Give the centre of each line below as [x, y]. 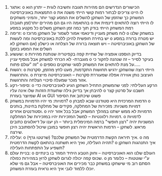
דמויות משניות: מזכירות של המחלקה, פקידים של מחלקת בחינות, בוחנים [75, 106]
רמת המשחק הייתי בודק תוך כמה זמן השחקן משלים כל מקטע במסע [71, 28]
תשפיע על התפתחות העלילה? [37, 148]
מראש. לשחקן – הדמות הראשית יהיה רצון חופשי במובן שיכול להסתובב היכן [78, 127]
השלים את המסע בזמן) [31, 49]
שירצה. [16, 132]
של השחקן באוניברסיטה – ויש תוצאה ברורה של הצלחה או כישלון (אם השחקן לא [82, 43]
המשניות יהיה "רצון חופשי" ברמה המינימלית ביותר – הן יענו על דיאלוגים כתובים [82, 122]
